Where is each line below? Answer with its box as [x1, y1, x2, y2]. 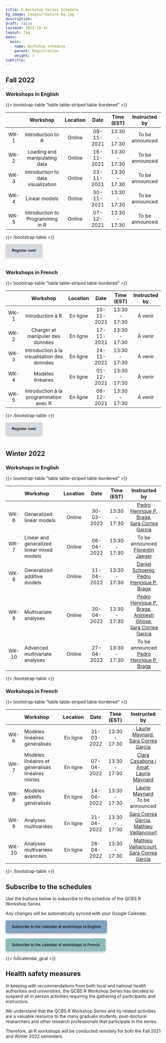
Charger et [31, 327, 56, 334]
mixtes [24, 776, 40, 783]
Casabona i [130, 758, 157, 765]
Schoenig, [132, 567, 156, 573]
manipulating [27, 154, 57, 161]
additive [24, 572, 43, 579]
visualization [27, 181, 57, 188]
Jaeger [135, 552, 152, 559]
